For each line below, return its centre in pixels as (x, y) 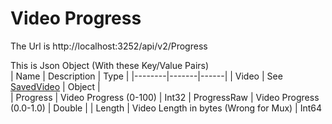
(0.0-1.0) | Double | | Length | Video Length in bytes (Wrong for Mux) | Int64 (166, 108)
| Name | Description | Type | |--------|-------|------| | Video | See (146, 76)
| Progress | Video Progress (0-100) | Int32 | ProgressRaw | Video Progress (165, 97)
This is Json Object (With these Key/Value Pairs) (110, 65)
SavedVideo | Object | (55, 86)
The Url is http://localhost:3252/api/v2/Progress (109, 46)
